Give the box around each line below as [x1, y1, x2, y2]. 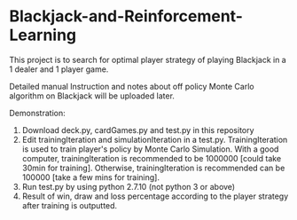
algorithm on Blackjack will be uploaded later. [9, 90, 176, 101]
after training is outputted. [21, 200, 118, 210]
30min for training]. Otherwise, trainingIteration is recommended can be [21, 162, 285, 173]
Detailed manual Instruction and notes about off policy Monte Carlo [9, 81, 254, 91]
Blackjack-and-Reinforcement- [9, 6, 244, 27]
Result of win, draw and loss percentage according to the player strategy [21, 191, 289, 201]
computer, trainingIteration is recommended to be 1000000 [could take [21, 153, 282, 163]
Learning [9, 25, 77, 45]
